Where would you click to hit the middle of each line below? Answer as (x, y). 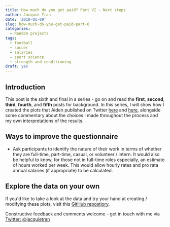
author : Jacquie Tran (28, 15)
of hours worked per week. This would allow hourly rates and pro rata (86, 165)
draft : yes (17, 66)
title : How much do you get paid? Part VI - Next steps (65, 10)
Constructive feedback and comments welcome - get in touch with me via (82, 214)
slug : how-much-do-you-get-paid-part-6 (47, 24)
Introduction (25, 87)
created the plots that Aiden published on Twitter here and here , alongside (83, 110)
